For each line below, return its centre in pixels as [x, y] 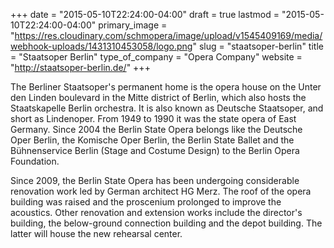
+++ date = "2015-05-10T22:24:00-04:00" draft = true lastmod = [145, 14]
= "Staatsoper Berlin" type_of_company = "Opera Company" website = [156, 57]
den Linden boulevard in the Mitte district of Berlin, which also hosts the [158, 97]
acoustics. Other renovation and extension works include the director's [156, 212]
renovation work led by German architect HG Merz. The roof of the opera [161, 191]
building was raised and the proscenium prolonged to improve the [146, 202]
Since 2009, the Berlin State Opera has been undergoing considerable [155, 180]
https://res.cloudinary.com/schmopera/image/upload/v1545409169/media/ [168, 35]
